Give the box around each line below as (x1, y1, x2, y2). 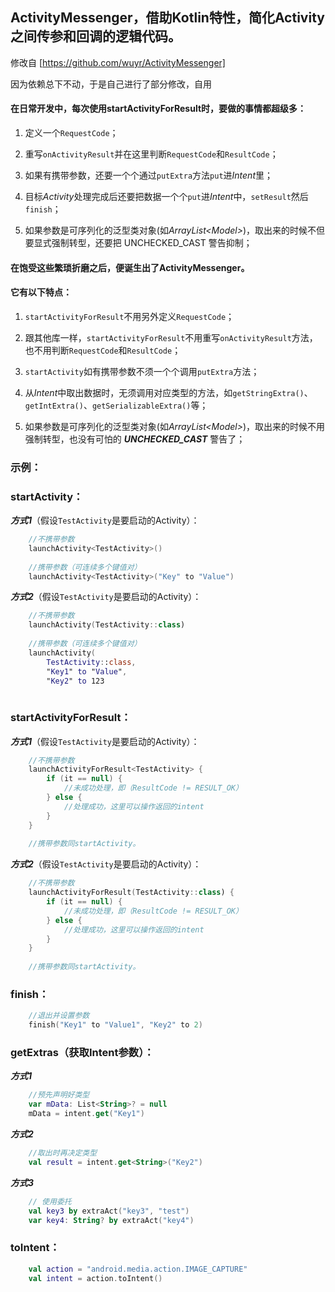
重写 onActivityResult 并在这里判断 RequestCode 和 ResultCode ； (24, 148, 279, 160)
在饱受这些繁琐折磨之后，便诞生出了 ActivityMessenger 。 (10, 261, 250, 273)
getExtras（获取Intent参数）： (10, 1046, 155, 1060)
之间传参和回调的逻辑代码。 (10, 28, 182, 45)
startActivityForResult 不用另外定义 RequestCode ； (24, 310, 235, 322)
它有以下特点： (10, 286, 72, 298)
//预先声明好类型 (28, 1090, 90, 1100)
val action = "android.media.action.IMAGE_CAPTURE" (28, 1264, 248, 1274)
